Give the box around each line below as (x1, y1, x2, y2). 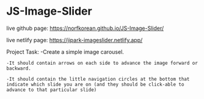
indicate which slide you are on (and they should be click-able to (6, 81, 184, 87)
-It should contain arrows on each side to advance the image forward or (6, 60, 199, 66)
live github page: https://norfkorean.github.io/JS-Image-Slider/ (6, 24, 164, 32)
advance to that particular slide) (6, 87, 97, 93)
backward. (6, 65, 32, 71)
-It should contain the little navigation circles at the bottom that (6, 76, 190, 82)
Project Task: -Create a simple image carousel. (6, 48, 124, 56)
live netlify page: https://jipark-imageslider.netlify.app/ (6, 36, 143, 43)
